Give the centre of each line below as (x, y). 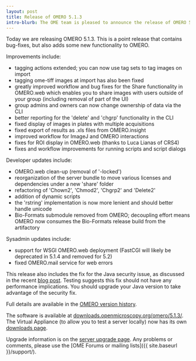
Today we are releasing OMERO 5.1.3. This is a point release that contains (94, 39)
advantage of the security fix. (41, 293)
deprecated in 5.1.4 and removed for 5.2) (63, 257)
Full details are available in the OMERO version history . (71, 304)
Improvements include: (34, 57)
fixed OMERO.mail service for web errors (64, 263)
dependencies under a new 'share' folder (64, 184)
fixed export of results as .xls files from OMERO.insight (80, 130)
